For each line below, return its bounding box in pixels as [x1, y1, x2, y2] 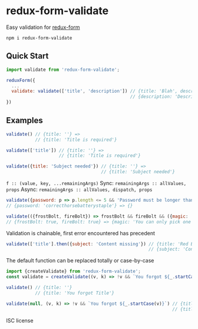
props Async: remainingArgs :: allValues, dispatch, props [6, 186, 153, 193]
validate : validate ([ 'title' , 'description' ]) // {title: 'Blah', [11, 88, 178, 94]
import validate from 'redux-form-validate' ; [6, 67, 120, 73]
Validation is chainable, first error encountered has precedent [6, 229, 155, 236]
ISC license [6, 317, 34, 324]
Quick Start [6, 51, 49, 61]
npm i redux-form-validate [6, 35, 72, 41]
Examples [6, 116, 43, 126]
